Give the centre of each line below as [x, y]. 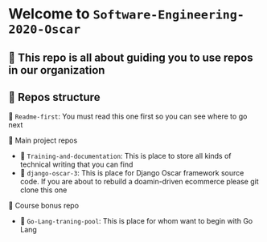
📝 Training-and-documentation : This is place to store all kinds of [125, 156]
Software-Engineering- [169, 15]
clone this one [43, 190]
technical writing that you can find [76, 164]
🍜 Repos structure [54, 97]
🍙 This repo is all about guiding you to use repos [131, 57]
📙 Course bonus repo [43, 206]
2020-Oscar [45, 29]
